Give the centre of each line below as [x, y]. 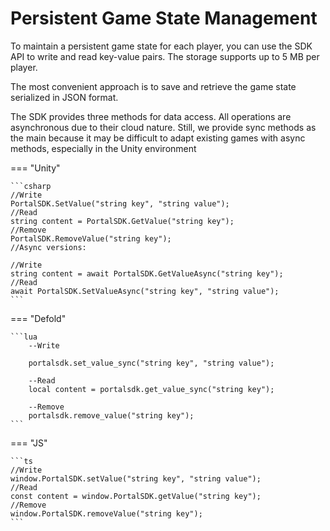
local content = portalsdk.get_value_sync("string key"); [151, 389]
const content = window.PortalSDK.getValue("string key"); [136, 496]
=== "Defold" [38, 318]
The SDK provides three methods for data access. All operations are [151, 116]
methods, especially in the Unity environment [103, 148]
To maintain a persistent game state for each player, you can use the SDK [161, 46]
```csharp [31, 186]
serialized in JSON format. [64, 97]
